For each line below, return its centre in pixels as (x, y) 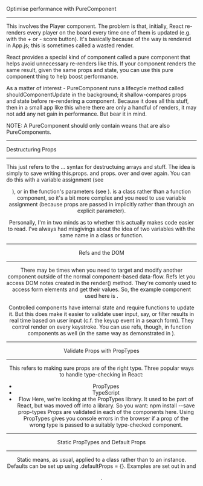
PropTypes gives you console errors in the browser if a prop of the (106, 418)
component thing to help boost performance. (62, 76)
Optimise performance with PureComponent (61, 9)
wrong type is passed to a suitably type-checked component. (106, 425)
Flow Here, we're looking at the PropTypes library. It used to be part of (106, 399)
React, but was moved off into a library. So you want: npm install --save (106, 406)
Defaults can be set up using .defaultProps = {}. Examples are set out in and (101, 466)
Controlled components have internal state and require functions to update (101, 307)
